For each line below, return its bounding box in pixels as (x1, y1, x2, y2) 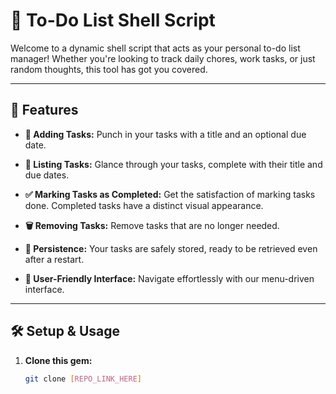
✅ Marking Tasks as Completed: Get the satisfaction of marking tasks (24, 188, 316, 200)
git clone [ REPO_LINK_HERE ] (24, 374, 142, 384)
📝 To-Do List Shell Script (10, 9, 216, 32)
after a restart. (24, 253, 85, 265)
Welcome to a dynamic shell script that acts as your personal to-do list (10, 42, 301, 54)
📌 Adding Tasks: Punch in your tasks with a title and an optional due (24, 128, 307, 140)
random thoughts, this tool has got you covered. (10, 63, 208, 75)
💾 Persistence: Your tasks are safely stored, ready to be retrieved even (24, 242, 318, 254)
